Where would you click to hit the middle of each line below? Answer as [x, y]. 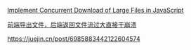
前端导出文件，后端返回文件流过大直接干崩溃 [72, 25]
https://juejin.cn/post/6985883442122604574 [74, 39]
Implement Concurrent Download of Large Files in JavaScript [95, 10]
